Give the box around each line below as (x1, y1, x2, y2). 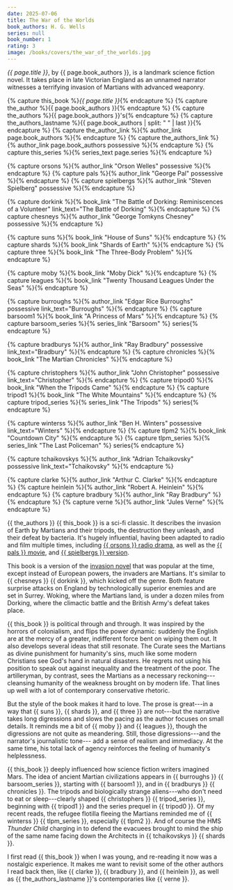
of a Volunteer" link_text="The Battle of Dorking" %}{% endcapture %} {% (7, 205, 221, 213)
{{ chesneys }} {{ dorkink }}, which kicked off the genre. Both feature (7, 576, 205, 585)
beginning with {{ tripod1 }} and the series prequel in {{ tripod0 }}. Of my (7, 802, 214, 810)
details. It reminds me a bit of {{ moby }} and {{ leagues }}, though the (7, 721, 207, 730)
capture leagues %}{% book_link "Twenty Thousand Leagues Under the (7, 276, 214, 284)
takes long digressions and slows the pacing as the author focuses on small (7, 715, 224, 723)
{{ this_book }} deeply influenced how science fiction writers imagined (7, 765, 209, 773)
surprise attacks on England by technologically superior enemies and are (7, 584, 217, 592)
